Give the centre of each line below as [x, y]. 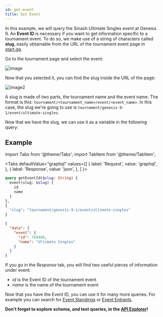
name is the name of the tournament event [55, 285]
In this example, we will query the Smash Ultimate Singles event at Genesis [81, 28]
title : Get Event [23, 14]
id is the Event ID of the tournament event [54, 280]
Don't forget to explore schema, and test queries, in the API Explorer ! [77, 309]
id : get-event [20, 10]
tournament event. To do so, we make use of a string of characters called [79, 39]
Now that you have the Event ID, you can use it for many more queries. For [80, 294]
